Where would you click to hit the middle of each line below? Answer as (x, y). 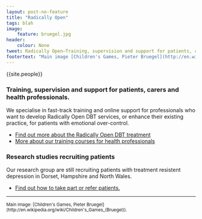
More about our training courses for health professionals (85, 141)
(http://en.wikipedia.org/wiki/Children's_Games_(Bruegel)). (67, 210)
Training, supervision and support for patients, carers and (93, 89)
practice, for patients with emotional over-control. (68, 123)
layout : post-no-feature (37, 12)
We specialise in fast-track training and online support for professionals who (101, 110)
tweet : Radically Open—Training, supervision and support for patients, (99, 51)
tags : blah (20, 23)
